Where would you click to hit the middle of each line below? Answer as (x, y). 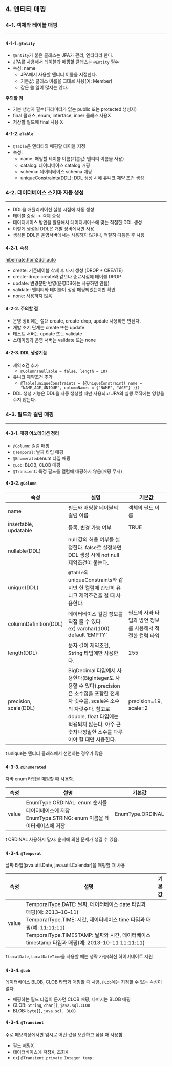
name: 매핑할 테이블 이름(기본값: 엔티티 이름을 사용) (72, 159)
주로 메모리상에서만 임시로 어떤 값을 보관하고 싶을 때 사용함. (65, 1034)
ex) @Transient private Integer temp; (53, 1057)
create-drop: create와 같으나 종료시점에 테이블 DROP (67, 276)
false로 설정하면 (103, 547)
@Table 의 (79, 572)
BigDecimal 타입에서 (92, 670)
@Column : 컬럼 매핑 (31, 446)
